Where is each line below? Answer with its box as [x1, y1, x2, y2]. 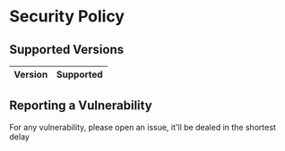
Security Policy [9, 6, 125, 27]
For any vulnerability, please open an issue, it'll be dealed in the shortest [9, 122, 276, 132]
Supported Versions [9, 42, 124, 57]
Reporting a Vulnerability [9, 98, 152, 113]
